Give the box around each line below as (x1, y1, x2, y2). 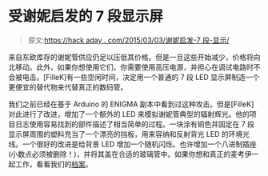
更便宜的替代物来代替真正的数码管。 (8, 82, 128, 92)
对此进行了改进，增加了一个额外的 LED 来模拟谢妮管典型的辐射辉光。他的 (8, 109, 250, 118)
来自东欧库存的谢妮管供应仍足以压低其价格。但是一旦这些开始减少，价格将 (8, 52, 254, 62)
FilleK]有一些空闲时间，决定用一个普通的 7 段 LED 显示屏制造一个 (46, 72, 260, 82)
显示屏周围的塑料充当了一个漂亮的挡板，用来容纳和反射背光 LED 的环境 (8, 129, 243, 138)
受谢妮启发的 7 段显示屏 (8, 7, 164, 26)
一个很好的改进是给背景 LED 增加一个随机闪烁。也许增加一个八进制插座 (22, 139, 258, 149)
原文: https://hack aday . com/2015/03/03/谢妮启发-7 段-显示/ (27, 35, 230, 45)
